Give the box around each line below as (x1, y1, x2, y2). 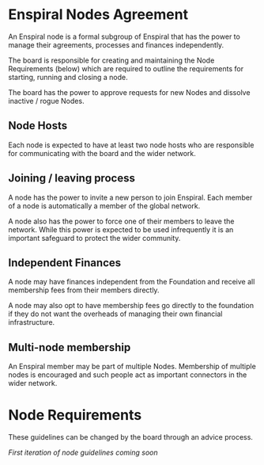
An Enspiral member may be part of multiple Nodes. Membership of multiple (8, 362, 257, 372)
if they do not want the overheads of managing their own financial (8, 309, 223, 318)
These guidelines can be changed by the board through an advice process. (8, 433, 253, 442)
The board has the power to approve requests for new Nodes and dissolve (8, 87, 251, 97)
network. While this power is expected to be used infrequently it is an (8, 224, 234, 234)
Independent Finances (8, 256, 122, 269)
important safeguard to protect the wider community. (8, 233, 181, 242)
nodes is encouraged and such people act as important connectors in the (8, 370, 247, 379)
